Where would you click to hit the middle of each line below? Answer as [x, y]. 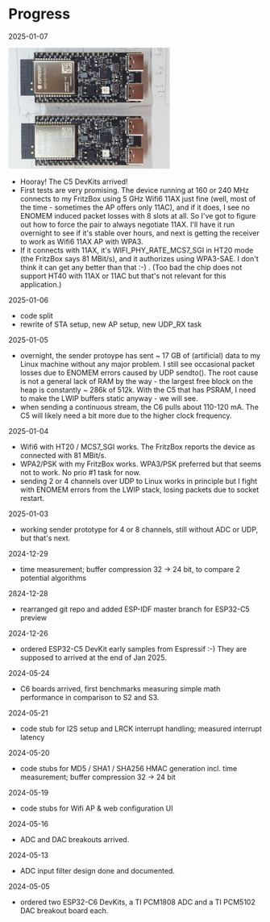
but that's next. [45, 538]
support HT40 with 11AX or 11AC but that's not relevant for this [123, 276]
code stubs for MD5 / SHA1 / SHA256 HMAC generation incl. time [129, 768]
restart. [32, 498]
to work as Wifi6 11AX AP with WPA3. [81, 241]
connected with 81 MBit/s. [63, 455]
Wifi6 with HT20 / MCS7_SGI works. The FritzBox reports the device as [137, 446]
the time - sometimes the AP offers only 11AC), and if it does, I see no [135, 207]
